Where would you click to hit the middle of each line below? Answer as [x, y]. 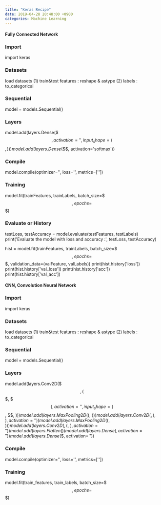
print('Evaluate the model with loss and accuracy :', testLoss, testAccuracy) [81, 239]
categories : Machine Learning [36, 19]
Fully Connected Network [32, 34]
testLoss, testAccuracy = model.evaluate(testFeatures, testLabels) [72, 234]
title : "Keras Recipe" [28, 10]
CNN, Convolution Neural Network [41, 285]
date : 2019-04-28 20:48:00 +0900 [39, 14]
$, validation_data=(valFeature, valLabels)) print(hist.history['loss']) [73, 263]
